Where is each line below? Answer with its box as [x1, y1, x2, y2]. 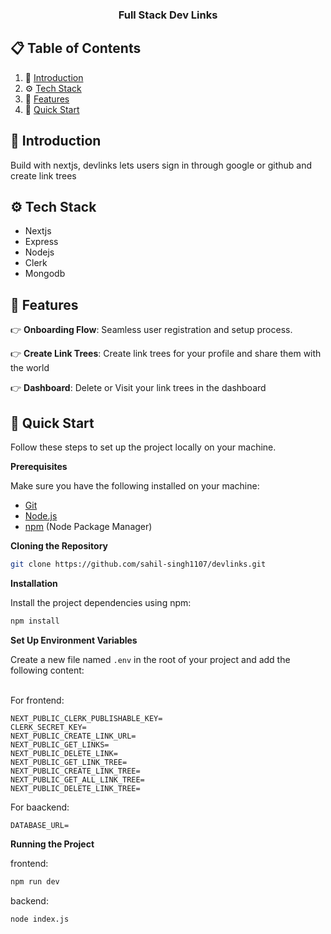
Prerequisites [10, 460, 68, 472]
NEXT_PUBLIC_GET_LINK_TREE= [10, 757, 128, 767]
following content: [10, 664, 85, 676]
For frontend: [10, 694, 65, 706]
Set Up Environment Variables [10, 634, 138, 646]
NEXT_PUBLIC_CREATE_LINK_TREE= [10, 766, 141, 776]
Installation [10, 577, 58, 589]
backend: [10, 894, 49, 907]
